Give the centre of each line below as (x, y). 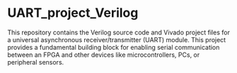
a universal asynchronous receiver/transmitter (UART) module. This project (117, 39)
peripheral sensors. (36, 62)
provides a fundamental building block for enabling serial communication (114, 47)
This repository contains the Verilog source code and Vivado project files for (118, 32)
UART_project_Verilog (73, 13)
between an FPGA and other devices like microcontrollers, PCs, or (104, 55)
